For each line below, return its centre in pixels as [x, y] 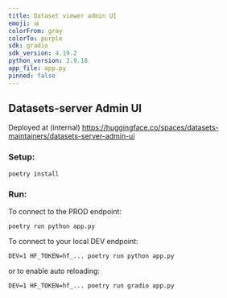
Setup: [22, 157]
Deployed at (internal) [44, 128]
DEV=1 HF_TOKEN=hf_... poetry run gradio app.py [91, 286]
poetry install [34, 174]
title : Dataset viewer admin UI [62, 16]
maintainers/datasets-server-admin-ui [72, 136]
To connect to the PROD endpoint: [65, 212]
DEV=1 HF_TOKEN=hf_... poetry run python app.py [91, 256]
